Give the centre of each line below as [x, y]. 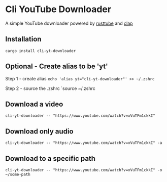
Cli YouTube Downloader [58, 9]
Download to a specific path [50, 158]
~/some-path [18, 174]
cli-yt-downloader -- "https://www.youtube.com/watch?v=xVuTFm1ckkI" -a [84, 143]
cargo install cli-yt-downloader [41, 51]
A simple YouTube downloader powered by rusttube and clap [69, 23]
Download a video [34, 104]
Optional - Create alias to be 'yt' [57, 66]
